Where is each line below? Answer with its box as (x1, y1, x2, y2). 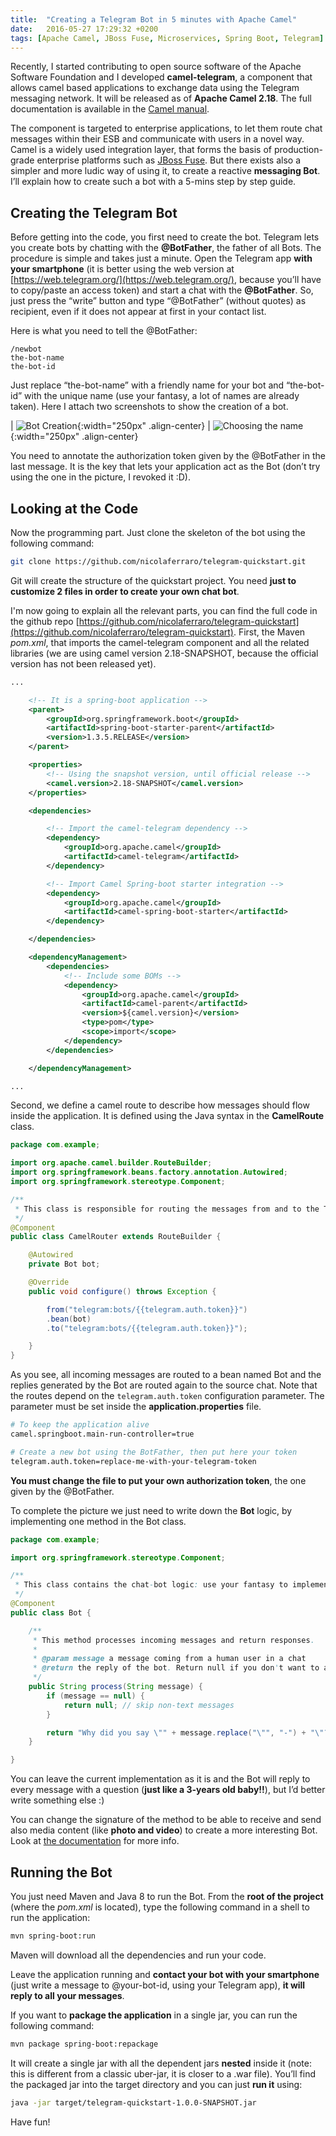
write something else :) (10, 1794, 105, 1806)
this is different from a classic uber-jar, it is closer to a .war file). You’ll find (10, 2067, 317, 2080)
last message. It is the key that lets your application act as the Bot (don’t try (10, 461, 321, 473)
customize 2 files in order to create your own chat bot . (10, 585, 240, 597)
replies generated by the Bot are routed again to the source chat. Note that (10, 1379, 318, 1391)
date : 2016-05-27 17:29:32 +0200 (10, 24, 159, 34)
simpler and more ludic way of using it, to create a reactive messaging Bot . (10, 165, 321, 177)
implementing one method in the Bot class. (10, 1515, 187, 1527)
